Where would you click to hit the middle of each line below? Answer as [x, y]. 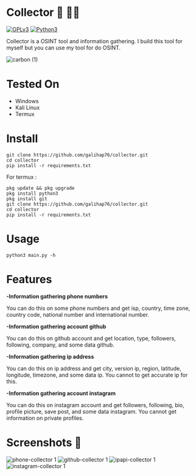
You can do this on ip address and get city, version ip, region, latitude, [94, 368]
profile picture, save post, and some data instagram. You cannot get [91, 411]
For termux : [22, 177]
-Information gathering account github [56, 326]
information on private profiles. [45, 418]
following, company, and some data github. [60, 345]
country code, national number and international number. [78, 314]
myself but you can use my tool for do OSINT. [63, 48]
